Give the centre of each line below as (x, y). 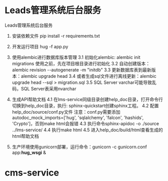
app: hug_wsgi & (29, 152)
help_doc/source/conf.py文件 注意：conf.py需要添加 (66, 112)
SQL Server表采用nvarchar (49, 88)
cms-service (32, 173)
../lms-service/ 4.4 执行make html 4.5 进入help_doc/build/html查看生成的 (87, 130)
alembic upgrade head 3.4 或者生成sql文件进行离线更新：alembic (89, 76)
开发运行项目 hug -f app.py (40, 46)
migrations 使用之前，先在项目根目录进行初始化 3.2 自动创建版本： (81, 63)
